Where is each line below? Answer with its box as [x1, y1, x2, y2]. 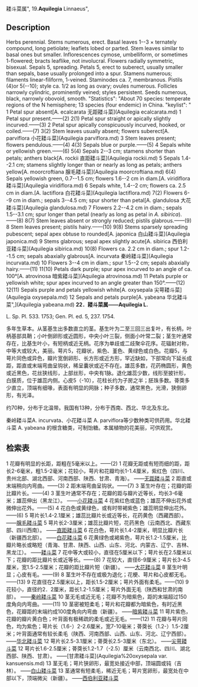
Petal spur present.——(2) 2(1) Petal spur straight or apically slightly [6, 115, 171, 122]
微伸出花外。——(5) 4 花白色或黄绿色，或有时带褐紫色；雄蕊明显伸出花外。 [6, 504, 190, 511]
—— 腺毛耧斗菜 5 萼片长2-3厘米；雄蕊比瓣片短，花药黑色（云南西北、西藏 [6, 519, 186, 526]
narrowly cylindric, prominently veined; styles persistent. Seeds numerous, [6, 88, 188, 96]
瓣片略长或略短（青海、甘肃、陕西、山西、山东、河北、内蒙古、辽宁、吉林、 [6, 541, 192, 549]
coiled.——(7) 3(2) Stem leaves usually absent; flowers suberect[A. [6, 127, 170, 134]
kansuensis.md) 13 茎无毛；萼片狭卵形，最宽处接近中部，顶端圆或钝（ [6, 659, 177, 667]
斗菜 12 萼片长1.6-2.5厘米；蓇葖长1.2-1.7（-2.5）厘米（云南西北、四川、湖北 [6, 644, 190, 652]
